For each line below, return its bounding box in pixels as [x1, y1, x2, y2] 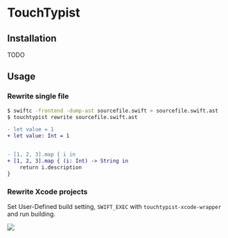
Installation [7, 33, 57, 44]
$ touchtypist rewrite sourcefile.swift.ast [7, 113, 138, 120]
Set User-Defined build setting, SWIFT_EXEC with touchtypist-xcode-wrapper [7, 202, 222, 210]
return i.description [19, 164, 82, 171]
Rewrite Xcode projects [7, 187, 88, 196]
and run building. [7, 210, 55, 218]
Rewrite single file [7, 91, 69, 101]
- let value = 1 [7, 126, 54, 133]
